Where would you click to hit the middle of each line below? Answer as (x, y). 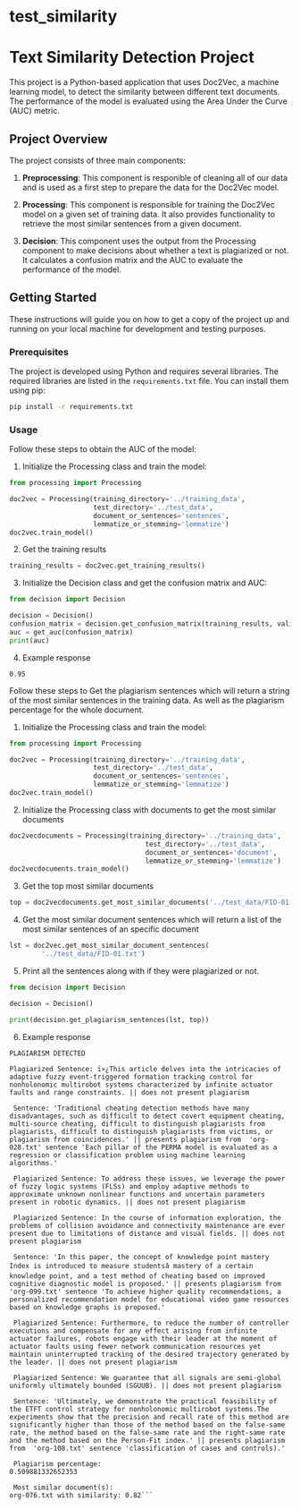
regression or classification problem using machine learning (127, 1155)
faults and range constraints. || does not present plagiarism (129, 1092)
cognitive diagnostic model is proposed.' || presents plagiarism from (145, 1283)
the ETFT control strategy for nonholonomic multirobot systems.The (139, 1409)
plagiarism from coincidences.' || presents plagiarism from (125, 1139)
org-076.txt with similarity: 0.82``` (81, 1495)
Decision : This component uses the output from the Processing (139, 241)
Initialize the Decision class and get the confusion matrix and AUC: (145, 583)
